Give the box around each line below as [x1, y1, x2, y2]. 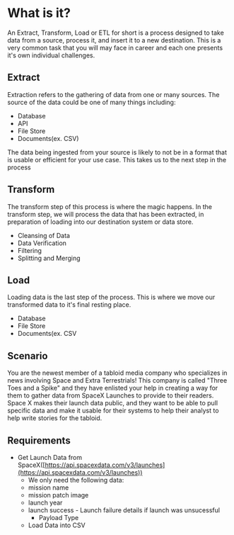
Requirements [7, 434, 71, 446]
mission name [28, 483, 69, 492]
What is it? [7, 5, 71, 21]
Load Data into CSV [28, 521, 86, 529]
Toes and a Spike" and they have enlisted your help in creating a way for [7, 384, 218, 393]
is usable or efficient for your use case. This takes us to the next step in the [7, 155, 227, 164]
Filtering [17, 246, 42, 254]
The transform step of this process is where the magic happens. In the [7, 202, 212, 210]
